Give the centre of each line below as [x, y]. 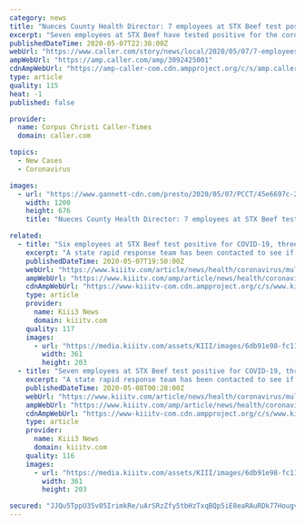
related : [26, 236]
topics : [24, 152]
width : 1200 [48, 202]
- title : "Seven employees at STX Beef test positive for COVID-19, [150, 371]
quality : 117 [50, 328]
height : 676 [48, 211]
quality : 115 [34, 86]
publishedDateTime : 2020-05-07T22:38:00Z [89, 43]
